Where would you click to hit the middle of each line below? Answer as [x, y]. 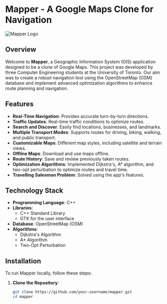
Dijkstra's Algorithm [40, 235]
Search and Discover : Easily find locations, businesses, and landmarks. [87, 127]
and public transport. [34, 137]
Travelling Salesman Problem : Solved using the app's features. [78, 175]
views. [19, 148]
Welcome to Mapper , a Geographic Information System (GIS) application [80, 62]
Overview [21, 49]
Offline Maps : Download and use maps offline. [61, 154]
